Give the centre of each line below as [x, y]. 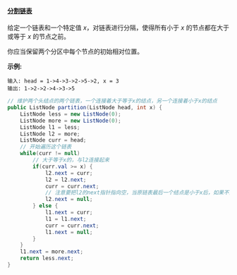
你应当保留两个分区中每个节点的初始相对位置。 [75, 51]
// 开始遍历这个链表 [46, 147]
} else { [45, 206]
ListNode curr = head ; [53, 140]
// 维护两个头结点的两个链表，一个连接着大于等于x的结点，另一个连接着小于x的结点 [112, 101]
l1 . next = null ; [69, 232]
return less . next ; [47, 258]
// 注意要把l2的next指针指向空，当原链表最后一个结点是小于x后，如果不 [137, 193]
